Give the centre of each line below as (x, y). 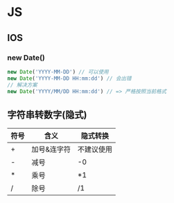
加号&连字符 (51, 149)
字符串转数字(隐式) (47, 114)
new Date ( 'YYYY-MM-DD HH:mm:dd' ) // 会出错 (69, 78)
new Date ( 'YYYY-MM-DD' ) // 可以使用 (58, 72)
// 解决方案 (23, 85)
